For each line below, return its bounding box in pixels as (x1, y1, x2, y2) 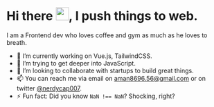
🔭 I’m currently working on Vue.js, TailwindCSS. (16, 52, 153, 60)
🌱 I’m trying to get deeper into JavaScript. (16, 59, 136, 67)
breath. (6, 38, 27, 46)
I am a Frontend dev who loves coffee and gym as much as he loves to (6, 31, 208, 39)
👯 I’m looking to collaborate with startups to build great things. (16, 66, 195, 75)
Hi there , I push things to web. (6, 8, 198, 24)
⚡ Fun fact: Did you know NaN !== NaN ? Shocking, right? (16, 92, 176, 100)
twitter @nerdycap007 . (16, 84, 82, 93)
